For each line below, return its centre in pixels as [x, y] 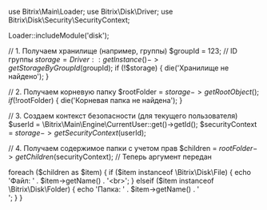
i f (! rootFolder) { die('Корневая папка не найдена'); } [96, 100]
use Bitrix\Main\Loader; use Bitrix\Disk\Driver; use [91, 12]
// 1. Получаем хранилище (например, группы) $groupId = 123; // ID [123, 51]
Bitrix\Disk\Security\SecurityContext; [69, 20]
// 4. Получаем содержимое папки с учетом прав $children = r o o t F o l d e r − [133, 148]
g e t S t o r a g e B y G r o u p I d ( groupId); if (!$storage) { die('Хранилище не [119, 68]
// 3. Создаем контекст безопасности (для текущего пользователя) [123, 116]
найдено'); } [29, 76]
